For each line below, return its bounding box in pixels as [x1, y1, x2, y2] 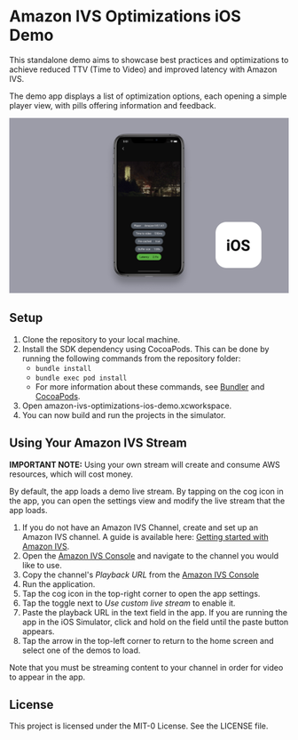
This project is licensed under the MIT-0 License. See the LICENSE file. [9, 720, 269, 731]
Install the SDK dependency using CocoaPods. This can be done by [21, 343, 270, 354]
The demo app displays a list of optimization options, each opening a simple [9, 91, 287, 101]
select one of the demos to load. [21, 645, 141, 656]
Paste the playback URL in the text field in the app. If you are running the [21, 607, 288, 617]
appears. [21, 625, 55, 637]
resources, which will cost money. [9, 469, 134, 479]
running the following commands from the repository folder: [21, 353, 241, 364]
